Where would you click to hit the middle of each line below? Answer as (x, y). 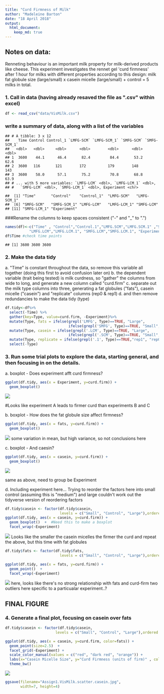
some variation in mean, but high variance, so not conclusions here (79, 438)
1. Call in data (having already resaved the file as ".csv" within (80, 97)
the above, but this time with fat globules (46, 542)
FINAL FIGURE (27, 604)
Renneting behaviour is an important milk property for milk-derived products (82, 64)
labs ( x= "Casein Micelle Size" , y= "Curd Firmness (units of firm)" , (81, 660)
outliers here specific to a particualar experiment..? (56, 588)
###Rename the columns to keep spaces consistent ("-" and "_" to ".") (76, 218)
